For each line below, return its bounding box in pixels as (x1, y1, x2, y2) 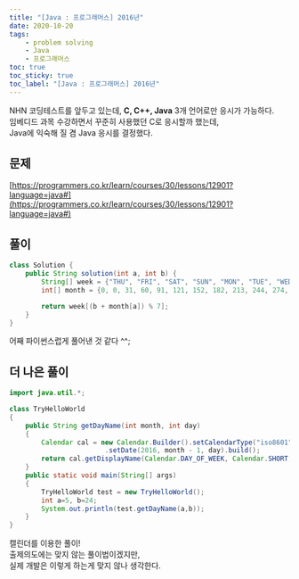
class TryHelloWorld (9, 405, 86, 414)
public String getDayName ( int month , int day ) (25, 421, 201, 430)
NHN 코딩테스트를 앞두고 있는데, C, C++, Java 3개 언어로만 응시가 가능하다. (9, 104, 275, 116)
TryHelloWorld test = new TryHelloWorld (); (41, 487, 205, 496)
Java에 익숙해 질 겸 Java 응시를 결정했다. (9, 127, 153, 138)
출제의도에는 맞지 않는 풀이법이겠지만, (9, 550, 141, 560)
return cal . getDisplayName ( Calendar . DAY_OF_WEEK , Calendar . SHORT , (41, 454, 293, 464)
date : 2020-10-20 (9, 21, 74, 30)
